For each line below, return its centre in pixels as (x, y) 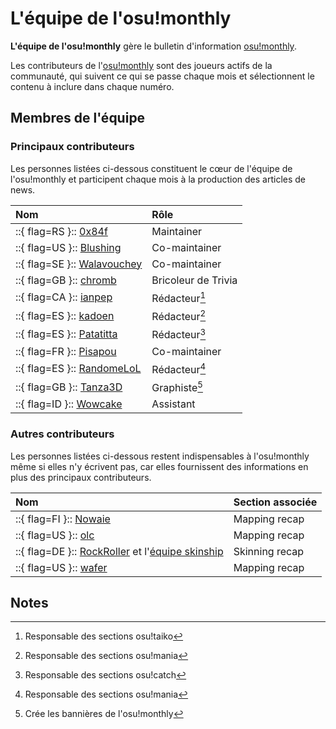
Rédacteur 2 (179, 315)
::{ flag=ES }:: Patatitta (66, 334)
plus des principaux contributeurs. (81, 477)
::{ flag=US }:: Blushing (68, 247)
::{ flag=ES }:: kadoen (65, 315)
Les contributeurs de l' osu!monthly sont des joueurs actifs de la (141, 65)
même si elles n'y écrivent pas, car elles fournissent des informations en (159, 466)
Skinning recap (269, 551)
